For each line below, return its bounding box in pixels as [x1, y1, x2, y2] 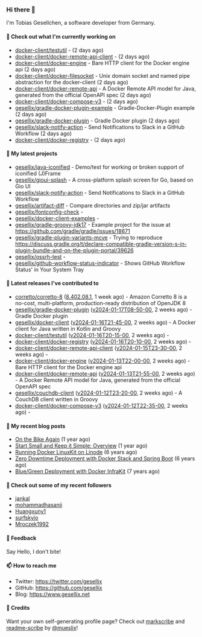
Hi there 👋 [6, 5, 36, 14]
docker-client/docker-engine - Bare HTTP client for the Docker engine [14, 59, 190, 66]
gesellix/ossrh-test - [14, 253, 66, 260]
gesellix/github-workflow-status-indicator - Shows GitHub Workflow [14, 259, 185, 267]
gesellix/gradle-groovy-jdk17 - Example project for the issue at [14, 221, 171, 228]
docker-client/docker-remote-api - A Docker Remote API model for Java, [14, 84, 196, 92]
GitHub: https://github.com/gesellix [14, 584, 103, 591]
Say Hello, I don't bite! [6, 548, 62, 555]
